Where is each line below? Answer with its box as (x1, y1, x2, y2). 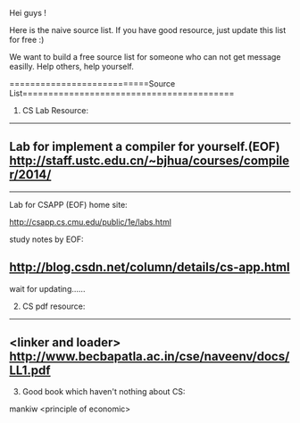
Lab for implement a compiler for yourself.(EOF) (9, 139, 280, 154)
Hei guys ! (9, 8, 46, 18)
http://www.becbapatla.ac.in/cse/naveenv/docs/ (9, 349, 290, 364)
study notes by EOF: (9, 234, 84, 245)
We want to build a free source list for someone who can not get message (9, 52, 281, 62)
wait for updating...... (9, 283, 86, 294)
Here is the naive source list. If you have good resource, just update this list (9, 25, 287, 35)
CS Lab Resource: (21, 105, 89, 115)
